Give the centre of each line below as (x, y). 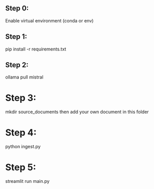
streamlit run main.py (28, 181)
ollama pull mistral (24, 77)
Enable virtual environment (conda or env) (49, 20)
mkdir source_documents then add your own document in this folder (77, 112)
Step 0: (17, 8)
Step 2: (17, 65)
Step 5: (21, 167)
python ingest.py (23, 147)
